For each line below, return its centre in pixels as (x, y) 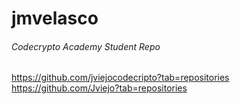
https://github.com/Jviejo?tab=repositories (99, 88)
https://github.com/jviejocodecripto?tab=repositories (120, 78)
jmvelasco (55, 18)
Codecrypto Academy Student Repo (86, 46)
